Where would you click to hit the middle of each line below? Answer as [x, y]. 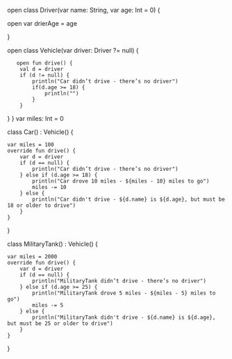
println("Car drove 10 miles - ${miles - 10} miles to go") [121, 181]
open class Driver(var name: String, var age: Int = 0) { [84, 10]
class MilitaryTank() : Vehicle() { [53, 244]
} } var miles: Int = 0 [35, 118]
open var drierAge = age [42, 23]
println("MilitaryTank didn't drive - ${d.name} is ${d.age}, [124, 317]
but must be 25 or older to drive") [60, 324]
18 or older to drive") [42, 206]
